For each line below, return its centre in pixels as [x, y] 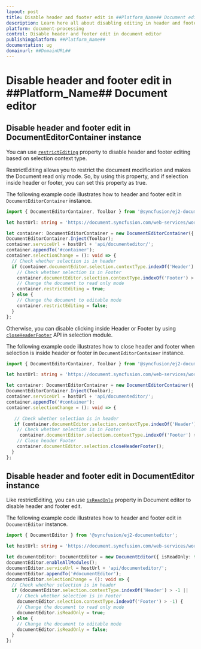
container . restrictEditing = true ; [61, 289]
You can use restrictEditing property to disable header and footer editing [98, 152]
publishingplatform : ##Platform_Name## [56, 40]
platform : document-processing [45, 28]
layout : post [22, 12]
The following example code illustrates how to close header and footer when [100, 346]
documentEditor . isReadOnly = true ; [61, 612]
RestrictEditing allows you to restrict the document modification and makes [99, 170]
